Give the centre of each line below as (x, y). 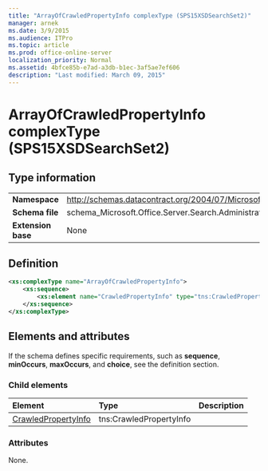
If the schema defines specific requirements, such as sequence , (114, 355)
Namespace (36, 199)
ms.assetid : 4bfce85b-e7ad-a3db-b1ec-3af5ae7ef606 (94, 68)
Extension (32, 225)
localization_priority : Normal (60, 61)
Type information (52, 178)
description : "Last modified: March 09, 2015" (87, 75)
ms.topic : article (39, 46)
